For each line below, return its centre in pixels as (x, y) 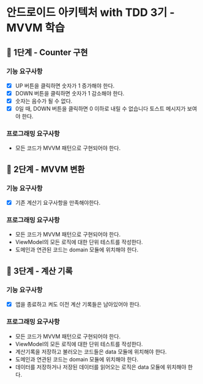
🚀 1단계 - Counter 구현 (47, 52)
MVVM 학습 (36, 28)
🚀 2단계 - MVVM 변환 (46, 169)
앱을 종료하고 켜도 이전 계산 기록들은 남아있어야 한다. (78, 305)
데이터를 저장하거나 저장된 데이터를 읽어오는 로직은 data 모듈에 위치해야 (101, 367)
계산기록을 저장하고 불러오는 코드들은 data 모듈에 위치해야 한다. (91, 352)
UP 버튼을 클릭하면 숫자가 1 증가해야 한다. (65, 86)
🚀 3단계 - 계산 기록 (39, 271)
